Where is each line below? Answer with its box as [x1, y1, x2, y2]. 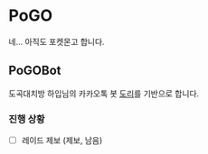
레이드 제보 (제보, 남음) [21, 135, 103, 146]
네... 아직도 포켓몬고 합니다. [8, 36, 105, 47]
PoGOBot [8, 63, 61, 78]
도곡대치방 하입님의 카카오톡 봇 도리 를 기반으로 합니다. [8, 87, 200, 99]
